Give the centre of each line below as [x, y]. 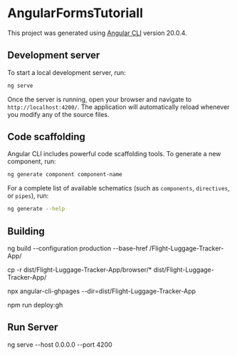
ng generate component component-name [65, 175]
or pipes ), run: [28, 196]
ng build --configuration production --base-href [78, 248]
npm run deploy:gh [35, 305]
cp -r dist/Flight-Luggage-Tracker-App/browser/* [80, 270]
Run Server [33, 327]
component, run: [32, 161]
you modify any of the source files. [58, 114]
